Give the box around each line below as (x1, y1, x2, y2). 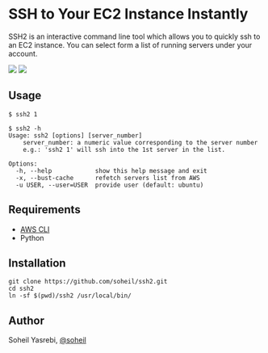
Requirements (8, 203, 81, 216)
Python (19, 233, 44, 242)
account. (8, 48, 38, 58)
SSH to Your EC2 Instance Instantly (8, 5, 249, 23)
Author (8, 313, 44, 327)
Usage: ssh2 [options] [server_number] (8, 131, 143, 140)
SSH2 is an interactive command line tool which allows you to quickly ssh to (8, 32, 261, 41)
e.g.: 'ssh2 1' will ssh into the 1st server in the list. (23, 145, 226, 153)
